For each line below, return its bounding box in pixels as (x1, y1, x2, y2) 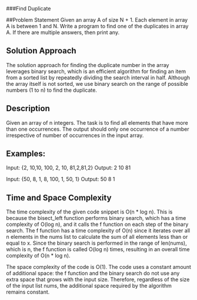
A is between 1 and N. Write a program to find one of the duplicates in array (6, 23, 189, 29)
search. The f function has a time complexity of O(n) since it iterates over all (6, 227, 190, 234)
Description (6, 104, 50, 114)
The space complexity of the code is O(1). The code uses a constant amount (6, 264, 191, 271)
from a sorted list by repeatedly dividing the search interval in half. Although (6, 74, 190, 81)
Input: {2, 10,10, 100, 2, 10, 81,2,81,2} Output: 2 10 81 (6, 164, 131, 171)
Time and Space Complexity (6, 192, 112, 202)
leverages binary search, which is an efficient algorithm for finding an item (6, 68, 186, 75)
